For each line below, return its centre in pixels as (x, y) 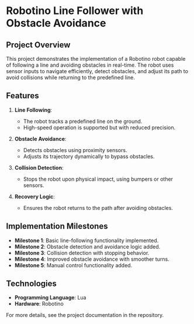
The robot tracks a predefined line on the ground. (83, 121)
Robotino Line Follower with (75, 11)
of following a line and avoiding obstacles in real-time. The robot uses (90, 65)
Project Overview (38, 45)
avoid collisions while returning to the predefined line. (71, 77)
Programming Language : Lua (50, 298)
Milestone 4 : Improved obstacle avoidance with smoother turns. (92, 259)
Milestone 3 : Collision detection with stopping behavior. (82, 253)
